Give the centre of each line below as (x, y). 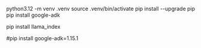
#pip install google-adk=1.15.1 (42, 38)
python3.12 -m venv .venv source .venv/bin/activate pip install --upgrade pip (101, 9)
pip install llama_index (34, 27)
